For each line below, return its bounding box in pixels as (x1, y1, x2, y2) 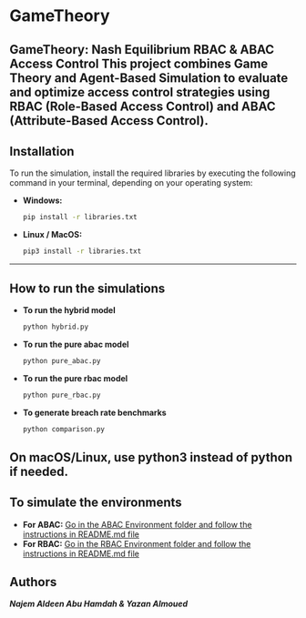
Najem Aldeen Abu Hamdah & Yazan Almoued (9, 598, 189, 610)
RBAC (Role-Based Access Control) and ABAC (9, 98, 276, 114)
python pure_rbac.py (22, 390, 101, 400)
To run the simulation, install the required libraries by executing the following (9, 167, 296, 178)
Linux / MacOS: (22, 229, 83, 240)
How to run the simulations (9, 280, 166, 296)
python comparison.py (22, 424, 105, 433)
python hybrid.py (22, 322, 89, 331)
